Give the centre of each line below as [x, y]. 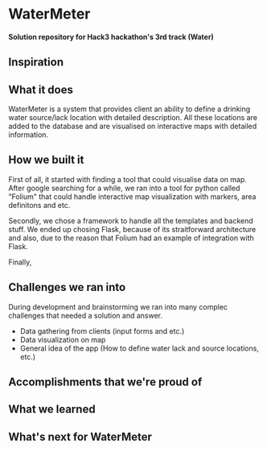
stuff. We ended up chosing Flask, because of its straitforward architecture [132, 229]
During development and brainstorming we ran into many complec [118, 306]
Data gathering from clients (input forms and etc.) [102, 331]
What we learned [52, 409]
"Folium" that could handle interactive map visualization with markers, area [132, 196]
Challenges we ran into [67, 287]
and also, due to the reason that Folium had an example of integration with [131, 238]
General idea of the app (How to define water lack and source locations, [139, 348]
